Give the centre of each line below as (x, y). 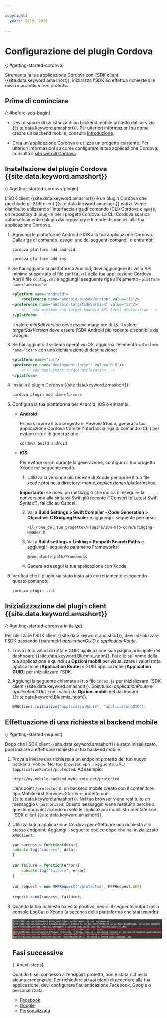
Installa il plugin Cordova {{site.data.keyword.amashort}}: (71, 385)
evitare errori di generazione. (49, 434)
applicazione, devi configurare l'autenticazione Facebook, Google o (82, 985)
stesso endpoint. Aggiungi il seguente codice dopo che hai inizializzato (85, 830)
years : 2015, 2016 (29, 21)
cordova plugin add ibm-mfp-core (47, 395)
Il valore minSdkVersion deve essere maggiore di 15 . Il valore (74, 324)
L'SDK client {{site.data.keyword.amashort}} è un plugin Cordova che (76, 198)
